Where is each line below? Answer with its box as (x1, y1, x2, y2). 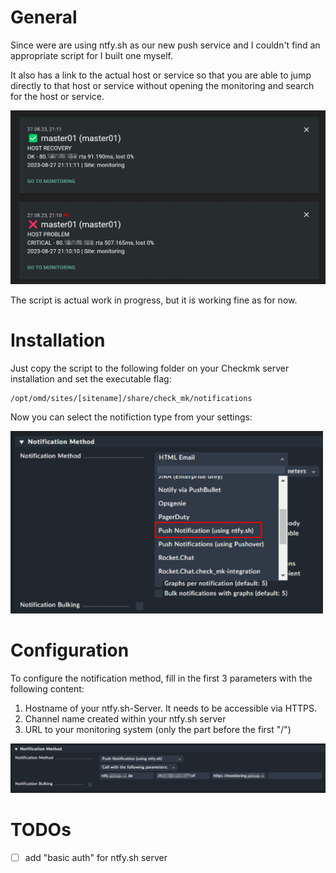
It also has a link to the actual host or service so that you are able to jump (10, 69, 312, 81)
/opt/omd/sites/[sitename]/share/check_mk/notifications (10, 394, 253, 404)
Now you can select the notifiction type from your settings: (10, 411, 253, 423)
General (10, 6, 78, 29)
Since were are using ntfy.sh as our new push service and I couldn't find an (10, 39, 321, 51)
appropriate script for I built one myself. (10, 49, 173, 61)
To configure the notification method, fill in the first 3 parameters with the (10, 672, 313, 684)
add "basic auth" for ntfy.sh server (24, 851, 168, 863)
